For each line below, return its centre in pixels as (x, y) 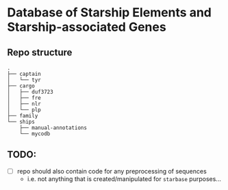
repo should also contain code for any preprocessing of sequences (112, 171)
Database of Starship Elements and (110, 13)
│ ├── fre (24, 98)
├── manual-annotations (53, 128)
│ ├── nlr (24, 104)
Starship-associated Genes (87, 27)
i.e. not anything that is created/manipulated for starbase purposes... (124, 178)
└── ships (21, 122)
